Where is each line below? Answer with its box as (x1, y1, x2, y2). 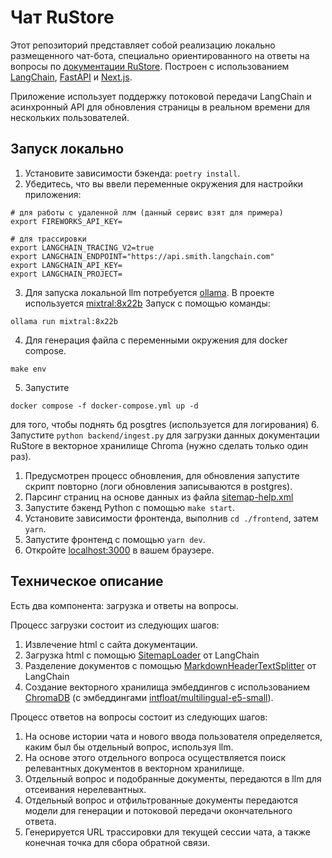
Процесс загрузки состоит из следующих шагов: (10, 619, 220, 631)
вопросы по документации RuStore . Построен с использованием (10, 60, 290, 72)
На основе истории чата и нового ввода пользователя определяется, (24, 730, 323, 742)
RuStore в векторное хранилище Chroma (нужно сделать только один (10, 439, 308, 451)
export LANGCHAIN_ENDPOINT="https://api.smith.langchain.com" (10, 251, 275, 261)
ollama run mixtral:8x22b (10, 316, 118, 326)
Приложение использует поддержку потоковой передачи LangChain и (10, 90, 312, 102)
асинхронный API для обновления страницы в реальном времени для (10, 101, 310, 113)
